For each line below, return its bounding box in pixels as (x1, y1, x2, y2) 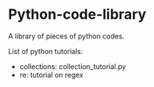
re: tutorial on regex (19, 70, 84, 79)
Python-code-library (8, 5, 147, 24)
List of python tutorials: (8, 46, 83, 56)
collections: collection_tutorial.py (19, 61, 126, 71)
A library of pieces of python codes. (8, 31, 125, 41)
